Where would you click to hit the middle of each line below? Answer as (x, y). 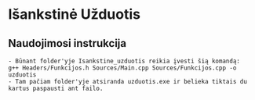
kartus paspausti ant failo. (56, 88)
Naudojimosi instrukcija (67, 43)
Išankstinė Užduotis (75, 14)
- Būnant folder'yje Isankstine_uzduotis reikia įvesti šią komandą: (124, 61)
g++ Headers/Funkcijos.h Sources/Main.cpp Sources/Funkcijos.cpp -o (122, 68)
